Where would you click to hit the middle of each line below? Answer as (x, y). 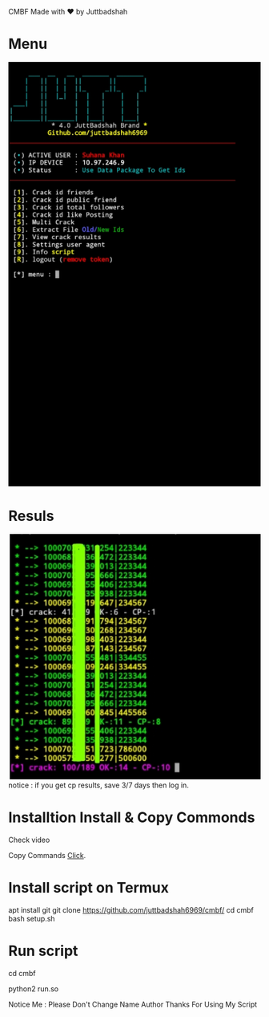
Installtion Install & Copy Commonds (132, 818)
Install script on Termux (89, 888)
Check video (29, 840)
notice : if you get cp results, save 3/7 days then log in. (99, 785)
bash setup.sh (32, 919)
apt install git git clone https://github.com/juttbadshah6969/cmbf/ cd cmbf (131, 910)
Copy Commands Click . (47, 856)
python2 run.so (34, 989)
